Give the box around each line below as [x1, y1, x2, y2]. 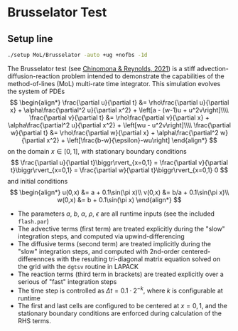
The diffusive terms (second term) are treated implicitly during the [17, 239, 212, 248]
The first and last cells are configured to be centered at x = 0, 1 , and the [17, 301, 227, 310]
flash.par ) [17, 216, 50, 225]
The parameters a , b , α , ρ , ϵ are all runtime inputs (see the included [17, 209, 215, 218]
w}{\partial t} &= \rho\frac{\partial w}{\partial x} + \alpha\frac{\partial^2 [10, 128, 219, 137]
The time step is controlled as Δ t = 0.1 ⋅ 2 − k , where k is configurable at [17, 285, 224, 295]
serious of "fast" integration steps [17, 277, 117, 285]
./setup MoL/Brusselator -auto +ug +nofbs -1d [7, 51, 148, 58]
